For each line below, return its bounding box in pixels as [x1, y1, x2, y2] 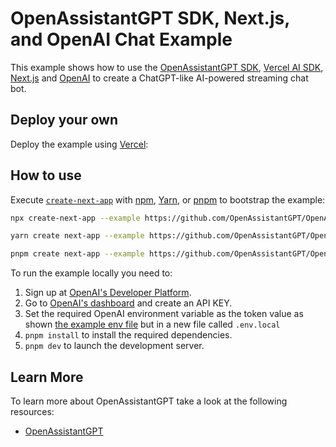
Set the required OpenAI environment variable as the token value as [24, 308, 304, 320]
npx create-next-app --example [10, 213, 141, 223]
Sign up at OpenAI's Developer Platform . [24, 287, 192, 299]
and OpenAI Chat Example [10, 28, 233, 51]
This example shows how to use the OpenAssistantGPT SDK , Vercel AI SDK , [10, 61, 324, 73]
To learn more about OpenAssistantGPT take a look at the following [10, 395, 288, 407]
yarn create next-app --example [10, 231, 145, 241]
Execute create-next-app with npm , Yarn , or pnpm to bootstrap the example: [10, 193, 326, 206]
